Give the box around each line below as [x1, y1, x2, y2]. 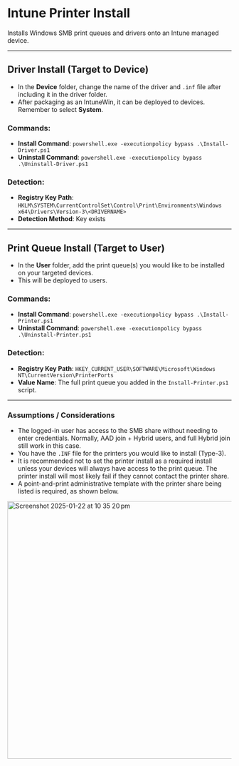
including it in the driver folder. [17, 90, 108, 98]
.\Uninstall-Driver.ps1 [17, 160, 89, 168]
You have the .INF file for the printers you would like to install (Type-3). [17, 449, 226, 458]
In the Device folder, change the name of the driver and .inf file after [17, 82, 222, 91]
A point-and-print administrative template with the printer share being [17, 479, 222, 488]
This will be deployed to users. [17, 276, 108, 285]
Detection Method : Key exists [17, 215, 106, 223]
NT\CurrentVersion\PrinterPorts [17, 372, 114, 379]
